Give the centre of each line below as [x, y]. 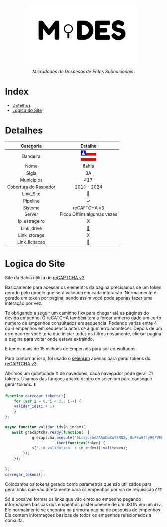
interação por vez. [24, 303]
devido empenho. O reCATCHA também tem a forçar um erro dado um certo [83, 318]
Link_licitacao [31, 242]
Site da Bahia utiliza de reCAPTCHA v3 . [45, 277]
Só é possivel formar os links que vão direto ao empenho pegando [73, 499]
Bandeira [31, 156]
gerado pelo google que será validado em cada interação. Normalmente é [81, 292]
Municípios [32, 180]
